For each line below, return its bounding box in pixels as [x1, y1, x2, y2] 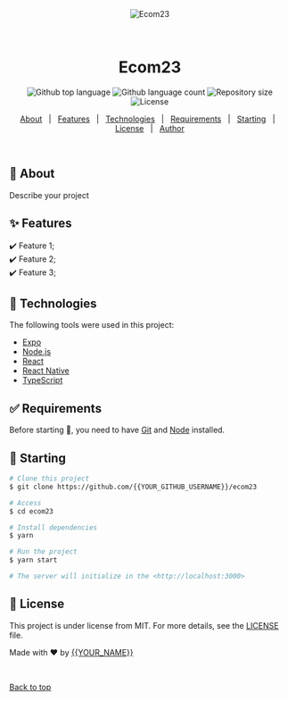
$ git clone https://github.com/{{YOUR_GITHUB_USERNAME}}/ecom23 [9, 482, 257, 491]
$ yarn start [9, 555, 58, 565]
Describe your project [9, 189, 89, 200]
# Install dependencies [9, 522, 98, 532]
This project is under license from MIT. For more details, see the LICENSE [9, 620, 279, 630]
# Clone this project [9, 474, 90, 483]
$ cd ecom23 [9, 506, 53, 516]
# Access [9, 498, 42, 507]
